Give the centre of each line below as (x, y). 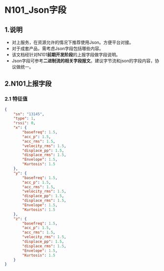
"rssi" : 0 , (25, 123)
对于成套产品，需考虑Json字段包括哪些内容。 (57, 49)
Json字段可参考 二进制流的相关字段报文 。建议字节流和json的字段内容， (83, 61)
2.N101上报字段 (28, 84)
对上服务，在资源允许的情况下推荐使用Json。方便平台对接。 (72, 42)
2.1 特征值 (16, 99)
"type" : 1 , (25, 119)
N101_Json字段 (36, 10)
